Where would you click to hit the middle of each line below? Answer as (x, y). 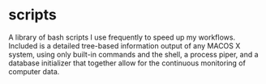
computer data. (34, 71)
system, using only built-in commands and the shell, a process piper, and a (133, 54)
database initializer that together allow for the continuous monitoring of (127, 63)
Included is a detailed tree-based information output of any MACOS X (124, 45)
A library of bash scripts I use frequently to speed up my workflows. (122, 37)
